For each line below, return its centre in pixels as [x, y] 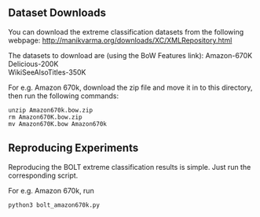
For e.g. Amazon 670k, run [51, 190]
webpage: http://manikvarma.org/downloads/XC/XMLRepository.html [120, 40]
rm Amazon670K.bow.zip [45, 117]
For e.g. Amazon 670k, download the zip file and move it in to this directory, [130, 87]
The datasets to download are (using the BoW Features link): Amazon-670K [130, 55]
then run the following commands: [64, 96]
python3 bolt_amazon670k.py [54, 205]
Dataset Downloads [57, 13]
